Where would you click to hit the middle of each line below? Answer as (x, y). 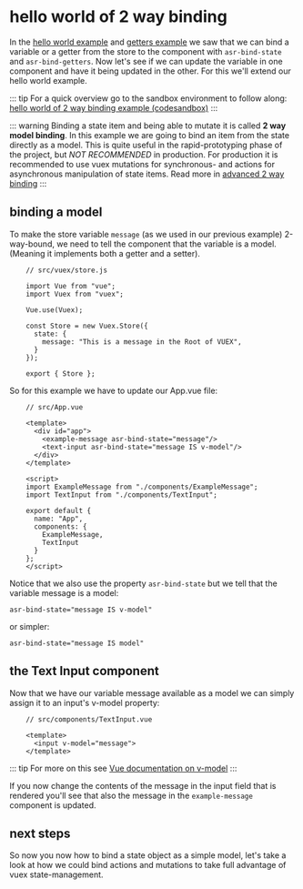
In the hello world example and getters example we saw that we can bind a (149, 42)
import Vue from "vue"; (71, 286)
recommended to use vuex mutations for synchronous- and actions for (142, 164)
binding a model (56, 212)
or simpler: (30, 626)
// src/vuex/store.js (66, 270)
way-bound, (32, 244)
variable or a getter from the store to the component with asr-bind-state (146, 51)
